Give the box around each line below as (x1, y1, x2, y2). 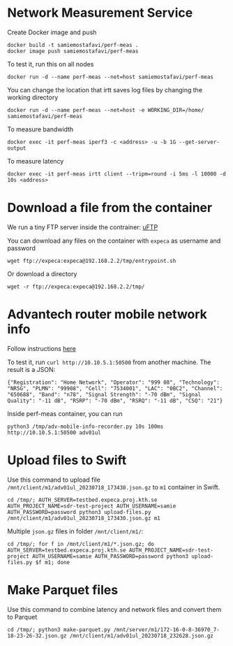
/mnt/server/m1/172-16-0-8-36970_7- (113, 626, 220, 633)
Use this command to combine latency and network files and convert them (7, 605, 222, 613)
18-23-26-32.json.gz (7, 632, 68, 639)
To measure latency (7, 157, 64, 165)
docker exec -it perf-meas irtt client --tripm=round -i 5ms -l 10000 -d (7, 170, 227, 178)
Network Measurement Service (7, 5, 193, 21)
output (7, 145, 27, 152)
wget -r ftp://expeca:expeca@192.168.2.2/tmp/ (7, 283, 145, 290)
